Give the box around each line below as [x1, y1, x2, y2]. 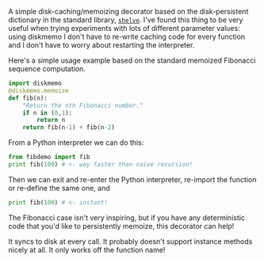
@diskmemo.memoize [8, 86, 69, 94]
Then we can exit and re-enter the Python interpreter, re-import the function [8, 174, 257, 184]
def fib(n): [8, 94, 48, 102]
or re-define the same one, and [8, 183, 110, 192]
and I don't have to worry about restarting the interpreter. [8, 40, 195, 50]
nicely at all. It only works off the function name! [8, 245, 166, 254]
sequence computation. [8, 64, 86, 74]
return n [36, 116, 66, 124]
